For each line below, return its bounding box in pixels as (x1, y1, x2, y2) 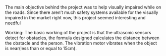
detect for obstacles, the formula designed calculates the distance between (5, 35, 160, 41)
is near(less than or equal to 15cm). (5, 46, 77, 51)
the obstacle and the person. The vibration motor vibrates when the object (5, 40, 157, 46)
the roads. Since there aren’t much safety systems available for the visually (5, 9, 159, 15)
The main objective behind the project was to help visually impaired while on (5, 4, 162, 10)
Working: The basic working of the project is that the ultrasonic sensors (5, 30, 152, 35)
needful (5, 20, 21, 26)
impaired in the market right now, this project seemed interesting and (5, 15, 146, 20)
